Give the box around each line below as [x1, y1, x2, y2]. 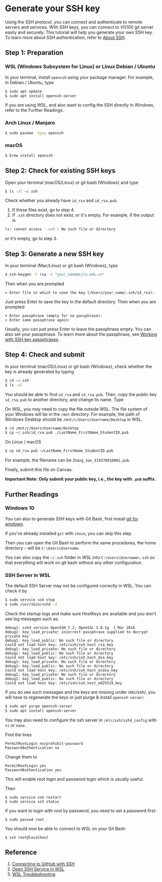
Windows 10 [5, 504, 35, 511]
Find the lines [5, 732, 32, 738]
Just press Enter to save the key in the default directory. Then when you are [5, 299, 156, 305]
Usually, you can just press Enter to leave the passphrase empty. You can [5, 326, 151, 332]
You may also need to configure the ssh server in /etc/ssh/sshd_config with [5, 717, 157, 723]
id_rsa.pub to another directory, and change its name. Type [5, 396, 124, 402]
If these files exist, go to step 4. [12, 207, 75, 213]
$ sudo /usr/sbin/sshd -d [5, 602, 57, 607]
